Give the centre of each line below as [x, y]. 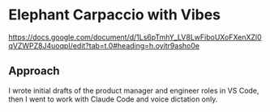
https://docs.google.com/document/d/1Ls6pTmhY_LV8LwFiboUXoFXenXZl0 [135, 37]
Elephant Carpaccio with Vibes [115, 15]
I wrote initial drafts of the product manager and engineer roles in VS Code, [134, 90]
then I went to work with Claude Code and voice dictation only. [113, 99]
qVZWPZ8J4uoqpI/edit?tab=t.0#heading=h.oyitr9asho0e [104, 45]
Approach [34, 71]
